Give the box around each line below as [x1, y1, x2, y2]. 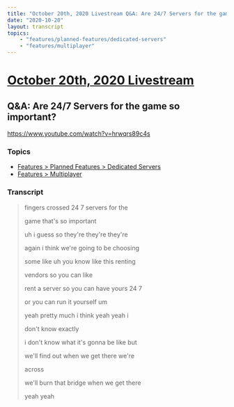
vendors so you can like [24, 271, 93, 279]
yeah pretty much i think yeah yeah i [24, 311, 129, 319]
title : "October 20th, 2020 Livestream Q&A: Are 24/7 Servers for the [7, 10, 217, 17]
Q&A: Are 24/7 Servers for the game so [7, 100, 180, 112]
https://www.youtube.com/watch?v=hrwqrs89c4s [7, 129, 151, 138]
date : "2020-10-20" [7, 17, 64, 24]
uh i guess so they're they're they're [24, 230, 128, 239]
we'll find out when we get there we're [24, 351, 134, 360]
